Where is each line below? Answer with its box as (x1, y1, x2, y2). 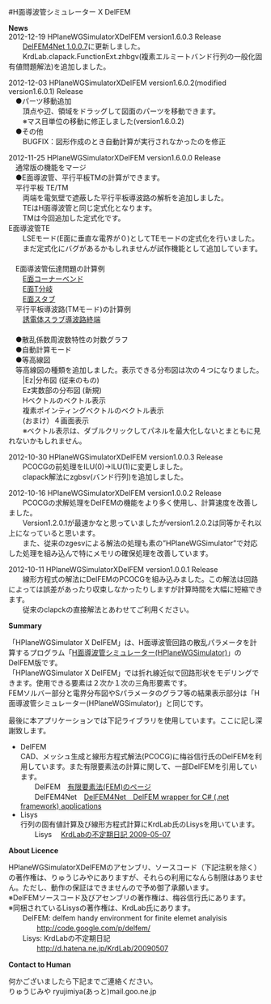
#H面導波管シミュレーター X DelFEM (8, 7, 131, 16)
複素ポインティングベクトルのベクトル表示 (22, 406, 164, 415)
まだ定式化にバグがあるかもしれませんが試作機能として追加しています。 (22, 244, 263, 253)
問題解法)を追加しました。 (22, 62, 111, 71)
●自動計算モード (15, 345, 72, 354)
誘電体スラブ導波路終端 (23, 314, 101, 324)
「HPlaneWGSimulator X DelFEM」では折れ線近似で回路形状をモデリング (8, 668, 252, 677)
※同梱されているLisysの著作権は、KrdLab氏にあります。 (8, 903, 196, 912)
